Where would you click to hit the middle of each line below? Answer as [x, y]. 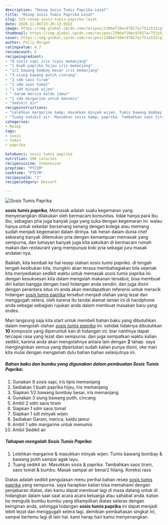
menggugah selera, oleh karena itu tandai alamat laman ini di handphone [80, 300]
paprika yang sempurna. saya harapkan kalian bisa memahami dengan [78, 485]
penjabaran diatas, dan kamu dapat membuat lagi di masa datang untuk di [81, 490]
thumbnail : [16, 33]
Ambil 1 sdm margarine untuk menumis [52, 425]
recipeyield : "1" [23, 178]
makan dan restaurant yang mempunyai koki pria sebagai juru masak [76, 248]
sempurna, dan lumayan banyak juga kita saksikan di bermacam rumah [78, 242]
